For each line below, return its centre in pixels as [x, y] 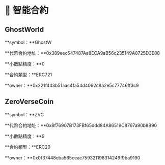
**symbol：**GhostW [28, 42]
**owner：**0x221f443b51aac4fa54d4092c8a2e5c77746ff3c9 [72, 85]
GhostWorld [24, 29]
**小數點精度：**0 [25, 64]
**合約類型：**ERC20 [28, 147]
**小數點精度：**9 [25, 136]
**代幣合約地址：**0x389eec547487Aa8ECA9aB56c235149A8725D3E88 [82, 53]
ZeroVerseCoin [29, 102]
